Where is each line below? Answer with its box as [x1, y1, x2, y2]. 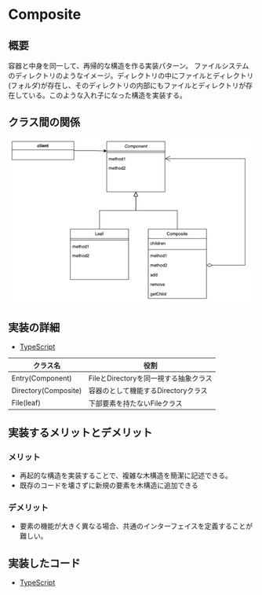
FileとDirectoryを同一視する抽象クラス [89, 373, 213, 383]
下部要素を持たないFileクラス [89, 399, 183, 408]
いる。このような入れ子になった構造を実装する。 [28, 90, 187, 100]
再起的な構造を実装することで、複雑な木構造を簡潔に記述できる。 [19, 470, 233, 480]
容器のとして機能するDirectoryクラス [89, 386, 208, 395]
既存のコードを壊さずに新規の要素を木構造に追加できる [19, 480, 198, 490]
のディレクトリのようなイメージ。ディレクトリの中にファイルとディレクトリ [8, 71, 254, 80]
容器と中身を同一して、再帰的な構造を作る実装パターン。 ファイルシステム [8, 61, 249, 70]
